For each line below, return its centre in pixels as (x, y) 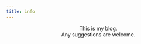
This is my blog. (98, 28)
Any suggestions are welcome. (98, 34)
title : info (20, 11)
